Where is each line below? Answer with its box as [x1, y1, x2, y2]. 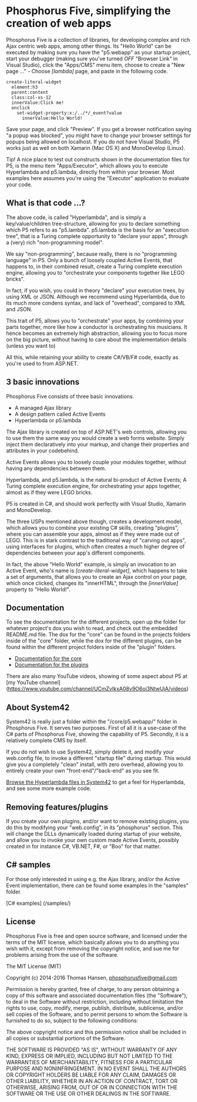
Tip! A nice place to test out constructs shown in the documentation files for [6, 155, 190, 163]
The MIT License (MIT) [6, 963, 62, 970]
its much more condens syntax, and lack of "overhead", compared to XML [6, 299, 186, 307]
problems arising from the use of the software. [6, 951, 119, 958]
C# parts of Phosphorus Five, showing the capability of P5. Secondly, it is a [6, 731, 189, 738]
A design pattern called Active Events [14, 410, 106, 418]
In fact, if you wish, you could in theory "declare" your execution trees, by [6, 286, 185, 294]
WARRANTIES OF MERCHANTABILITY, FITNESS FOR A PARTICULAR [6, 1058, 172, 1065]
